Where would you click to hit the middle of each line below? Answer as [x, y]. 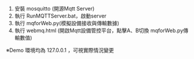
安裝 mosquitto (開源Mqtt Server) [54, 8]
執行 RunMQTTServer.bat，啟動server [60, 16]
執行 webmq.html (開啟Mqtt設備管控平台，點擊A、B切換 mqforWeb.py [99, 30]
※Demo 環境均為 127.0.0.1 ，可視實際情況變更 [60, 50]
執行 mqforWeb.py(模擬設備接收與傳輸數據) [67, 23]
